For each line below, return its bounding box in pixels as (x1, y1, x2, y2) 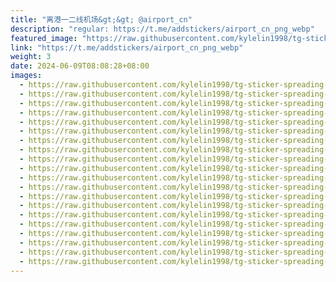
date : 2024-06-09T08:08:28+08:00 (10, 61, 150, 71)
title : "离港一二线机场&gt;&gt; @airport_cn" (10, 14, 193, 25)
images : (10, 71, 43, 81)
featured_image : (10, 33, 78, 43)
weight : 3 (10, 52, 52, 62)
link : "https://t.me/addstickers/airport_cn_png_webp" (10, 42, 244, 53)
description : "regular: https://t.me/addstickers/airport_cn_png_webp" (10, 24, 315, 34)
